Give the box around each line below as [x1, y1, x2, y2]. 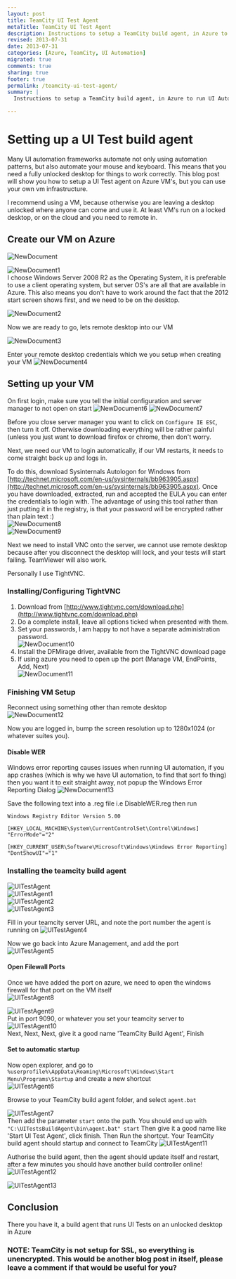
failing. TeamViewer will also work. [7, 556, 107, 564]
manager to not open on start [7, 404, 93, 412]
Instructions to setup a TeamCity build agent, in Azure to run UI [13, 96, 216, 103]
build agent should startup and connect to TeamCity [7, 1139, 158, 1148]
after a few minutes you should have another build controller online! [7, 1160, 203, 1169]
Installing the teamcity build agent [7, 866, 126, 876]
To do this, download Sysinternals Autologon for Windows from [7, 467, 191, 475]
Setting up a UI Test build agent [7, 131, 193, 147]
